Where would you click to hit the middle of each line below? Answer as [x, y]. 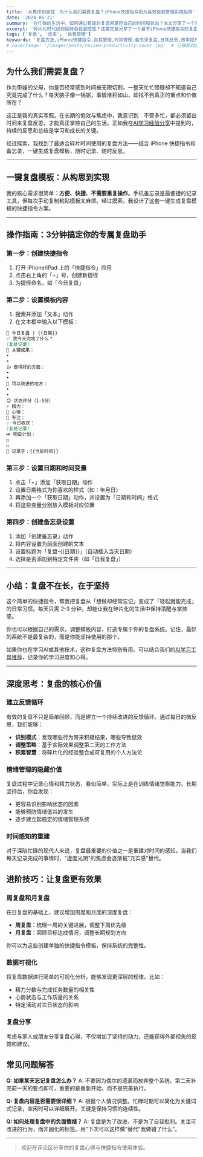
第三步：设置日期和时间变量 [47, 468]
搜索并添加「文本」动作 [44, 314]
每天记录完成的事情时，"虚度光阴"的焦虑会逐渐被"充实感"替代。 [85, 858]
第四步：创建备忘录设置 [40, 522]
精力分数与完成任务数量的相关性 [55, 990]
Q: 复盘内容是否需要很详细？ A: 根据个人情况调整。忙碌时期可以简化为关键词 [101, 1101]
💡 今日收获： [21, 423]
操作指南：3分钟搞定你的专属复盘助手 [76, 234]
